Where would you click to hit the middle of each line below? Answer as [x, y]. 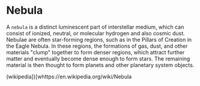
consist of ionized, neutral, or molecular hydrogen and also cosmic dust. [95, 33]
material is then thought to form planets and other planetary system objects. [100, 65]
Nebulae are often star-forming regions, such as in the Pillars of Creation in [99, 39]
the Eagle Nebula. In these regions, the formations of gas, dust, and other [97, 46]
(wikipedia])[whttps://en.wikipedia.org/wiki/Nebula [69, 76]
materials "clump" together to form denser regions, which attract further [95, 52]
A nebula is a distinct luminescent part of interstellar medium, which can [95, 27]
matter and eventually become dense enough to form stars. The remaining [98, 59]
